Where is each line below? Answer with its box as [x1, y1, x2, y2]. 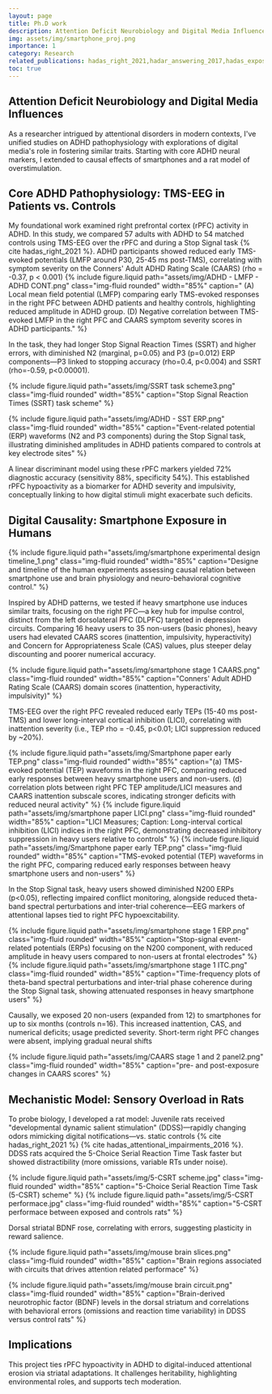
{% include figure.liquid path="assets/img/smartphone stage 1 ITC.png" [8, 961, 249, 970]
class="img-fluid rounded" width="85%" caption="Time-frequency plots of [8, 969, 261, 978]
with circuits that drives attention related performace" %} [8, 1264, 199, 1274]
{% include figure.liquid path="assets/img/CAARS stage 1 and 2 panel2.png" [8, 1052, 264, 1062]
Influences [8, 107, 64, 121]
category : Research [8, 49, 74, 58]
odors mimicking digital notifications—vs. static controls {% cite [8, 1132, 222, 1140]
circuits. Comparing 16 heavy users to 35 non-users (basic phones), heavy [8, 624, 257, 633]
